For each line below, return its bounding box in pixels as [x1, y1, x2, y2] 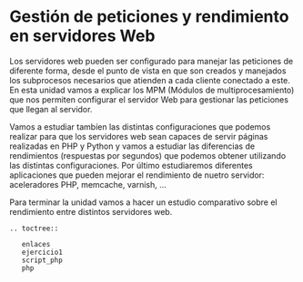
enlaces [21, 239, 51, 248]
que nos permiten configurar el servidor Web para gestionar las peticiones [9, 93, 289, 105]
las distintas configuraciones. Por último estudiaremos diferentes [9, 160, 253, 170]
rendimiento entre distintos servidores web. [9, 206, 173, 217]
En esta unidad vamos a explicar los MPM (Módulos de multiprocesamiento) [9, 84, 295, 95]
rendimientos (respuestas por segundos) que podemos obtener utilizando [9, 150, 287, 160]
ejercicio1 [21, 248, 64, 257]
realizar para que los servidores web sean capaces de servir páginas [9, 131, 268, 141]
